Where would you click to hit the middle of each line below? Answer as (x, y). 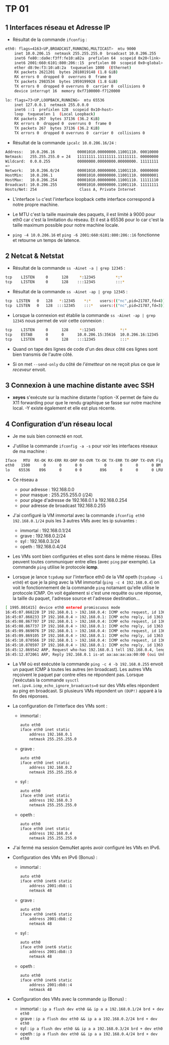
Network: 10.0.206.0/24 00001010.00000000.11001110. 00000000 (82, 171)
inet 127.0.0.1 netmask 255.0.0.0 (52, 105)
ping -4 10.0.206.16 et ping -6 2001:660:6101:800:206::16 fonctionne (86, 235)
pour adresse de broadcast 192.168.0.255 (63, 505)
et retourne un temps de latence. (46, 240)
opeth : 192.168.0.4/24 (43, 546)
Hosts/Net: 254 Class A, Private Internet (71, 189)
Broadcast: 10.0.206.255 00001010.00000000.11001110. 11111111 (82, 185)
